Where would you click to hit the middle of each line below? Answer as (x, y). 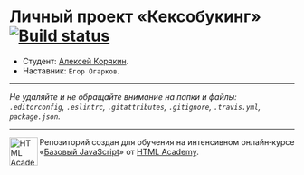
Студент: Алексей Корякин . (76, 61)
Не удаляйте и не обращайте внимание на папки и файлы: (123, 96)
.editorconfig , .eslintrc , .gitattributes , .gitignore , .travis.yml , (135, 106)
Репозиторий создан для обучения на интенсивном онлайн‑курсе (167, 141)
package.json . (35, 116)
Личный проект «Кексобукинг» (135, 17)
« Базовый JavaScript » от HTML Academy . (119, 151)
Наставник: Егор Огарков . (71, 71)
